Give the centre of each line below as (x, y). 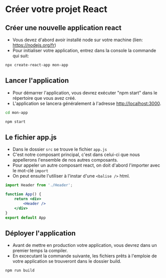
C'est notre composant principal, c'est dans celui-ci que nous (76, 155)
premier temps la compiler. (40, 251)
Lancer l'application (37, 81)
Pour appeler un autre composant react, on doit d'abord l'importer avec (86, 165)
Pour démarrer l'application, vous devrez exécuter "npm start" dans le (85, 93)
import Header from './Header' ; (39, 185)
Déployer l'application (41, 233)
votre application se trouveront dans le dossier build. (67, 261)
